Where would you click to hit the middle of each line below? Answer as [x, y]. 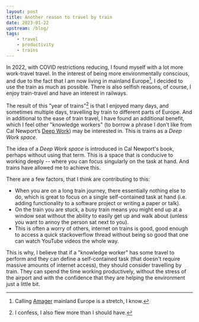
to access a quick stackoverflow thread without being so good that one [101, 235]
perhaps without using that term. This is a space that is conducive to [90, 155]
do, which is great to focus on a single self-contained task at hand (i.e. [101, 197]
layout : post [22, 12]
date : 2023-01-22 [28, 23]
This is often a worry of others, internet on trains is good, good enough [101, 228]
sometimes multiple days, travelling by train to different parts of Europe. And [99, 112]
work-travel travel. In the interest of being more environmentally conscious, [98, 73]
